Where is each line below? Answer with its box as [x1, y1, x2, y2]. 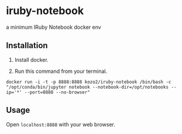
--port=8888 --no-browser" [24, 89, 91, 95]
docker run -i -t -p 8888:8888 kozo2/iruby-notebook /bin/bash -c [6, 79, 171, 85]
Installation [6, 41, 48, 51]
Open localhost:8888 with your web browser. [6, 120, 116, 128]
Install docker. [14, 56, 49, 63]
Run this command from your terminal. [14, 68, 108, 75]
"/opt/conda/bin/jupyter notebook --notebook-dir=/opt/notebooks [6, 84, 169, 90]
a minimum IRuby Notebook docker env [6, 24, 101, 31]
